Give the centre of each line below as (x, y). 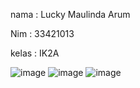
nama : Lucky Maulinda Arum (70, 14)
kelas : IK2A (35, 53)
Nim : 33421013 (42, 33)
